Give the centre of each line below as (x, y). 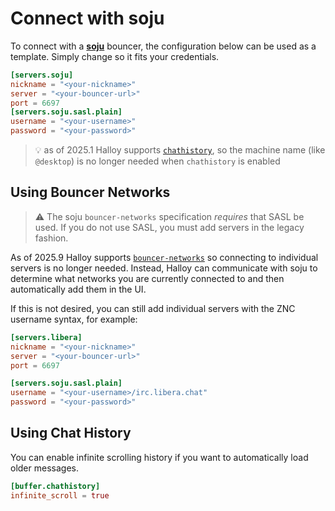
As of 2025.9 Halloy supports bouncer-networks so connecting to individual (164, 257)
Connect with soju (87, 18)
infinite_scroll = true (60, 495)
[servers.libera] (46, 337)
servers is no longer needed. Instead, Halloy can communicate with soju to (164, 268)
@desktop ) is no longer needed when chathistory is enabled (157, 161)
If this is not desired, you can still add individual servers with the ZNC (153, 308)
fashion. (51, 238)
